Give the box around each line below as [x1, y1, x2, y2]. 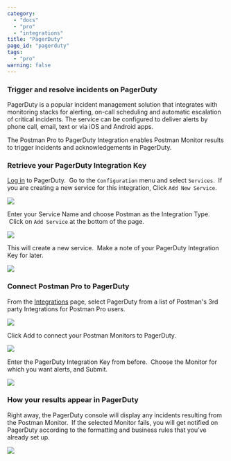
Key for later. [7, 251, 44, 260]
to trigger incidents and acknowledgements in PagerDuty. [7, 143, 172, 151]
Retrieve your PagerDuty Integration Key [7, 160, 147, 170]
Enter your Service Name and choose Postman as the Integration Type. [7, 210, 210, 218]
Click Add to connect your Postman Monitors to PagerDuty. [7, 331, 177, 340]
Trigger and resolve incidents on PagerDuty [7, 85, 157, 94]
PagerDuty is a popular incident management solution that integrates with [7, 100, 218, 108]
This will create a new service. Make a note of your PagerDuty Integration [7, 244, 220, 252]
